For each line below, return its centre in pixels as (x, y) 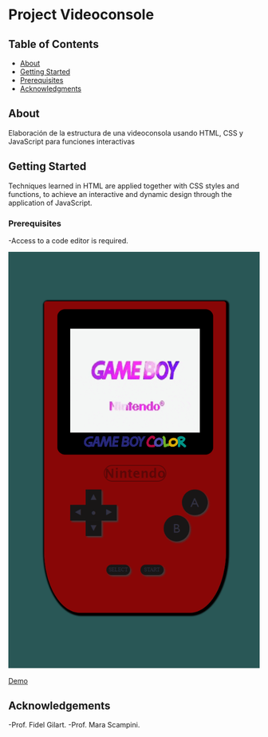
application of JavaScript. (51, 203)
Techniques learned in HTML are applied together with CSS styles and (124, 186)
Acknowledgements (59, 706)
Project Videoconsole (81, 15)
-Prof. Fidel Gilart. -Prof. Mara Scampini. (74, 725)
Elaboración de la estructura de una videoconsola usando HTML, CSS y (126, 132)
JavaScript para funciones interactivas (72, 141)
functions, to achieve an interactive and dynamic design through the (120, 194)
